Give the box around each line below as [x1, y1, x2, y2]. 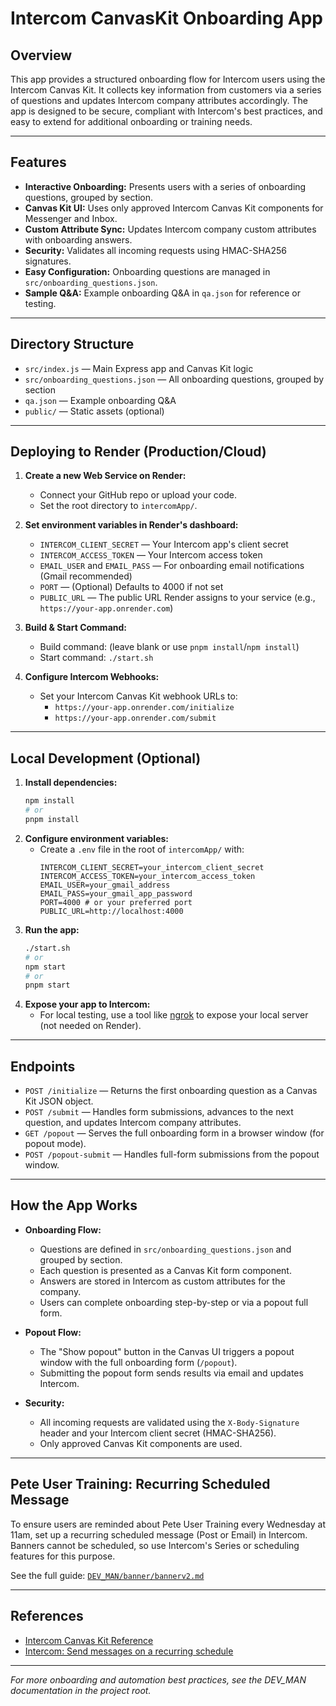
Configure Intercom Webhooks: [24, 671, 160, 683]
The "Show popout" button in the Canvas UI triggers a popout [39, 1345, 295, 1357]
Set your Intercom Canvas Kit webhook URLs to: [39, 690, 238, 702]
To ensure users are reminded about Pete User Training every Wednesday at [10, 1518, 326, 1530]
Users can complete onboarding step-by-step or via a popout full [39, 1296, 309, 1308]
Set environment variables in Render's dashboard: [24, 519, 239, 531]
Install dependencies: [24, 777, 118, 789]
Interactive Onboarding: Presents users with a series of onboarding [24, 180, 307, 192]
